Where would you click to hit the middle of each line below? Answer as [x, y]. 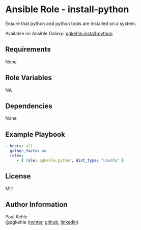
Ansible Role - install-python [67, 9]
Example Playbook [35, 134]
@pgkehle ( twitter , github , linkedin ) [42, 222]
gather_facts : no [28, 151]
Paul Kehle [17, 217]
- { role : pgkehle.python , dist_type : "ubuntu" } [70, 160]
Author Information [36, 204]
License [18, 176]
